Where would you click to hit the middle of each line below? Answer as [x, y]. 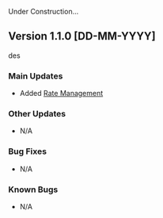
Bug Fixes [28, 151]
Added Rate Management [61, 94]
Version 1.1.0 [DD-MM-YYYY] [82, 36]
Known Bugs [33, 189]
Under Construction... [44, 11]
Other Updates [37, 114]
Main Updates [36, 76]
